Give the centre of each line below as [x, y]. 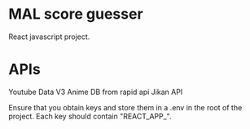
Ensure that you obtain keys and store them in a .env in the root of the [125, 107]
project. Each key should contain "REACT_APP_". [90, 116]
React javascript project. [49, 37]
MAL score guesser [76, 14]
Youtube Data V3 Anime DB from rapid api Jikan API [96, 92]
